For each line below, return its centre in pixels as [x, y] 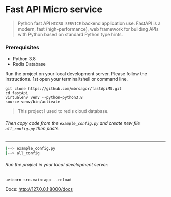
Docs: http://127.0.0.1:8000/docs [39, 189]
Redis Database [29, 64]
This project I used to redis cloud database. [63, 111]
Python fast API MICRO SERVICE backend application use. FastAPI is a [89, 23]
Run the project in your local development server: [57, 164]
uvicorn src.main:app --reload [38, 180]
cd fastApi [17, 93]
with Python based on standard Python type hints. [70, 34]
